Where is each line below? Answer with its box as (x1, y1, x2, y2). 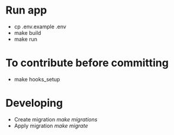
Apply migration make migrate (14, 122, 88, 129)
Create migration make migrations (14, 116, 98, 123)
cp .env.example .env (14, 23, 66, 30)
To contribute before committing (5, 57, 169, 70)
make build (14, 29, 41, 36)
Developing (5, 97, 63, 110)
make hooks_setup (14, 75, 60, 83)
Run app (5, 4, 47, 17)
